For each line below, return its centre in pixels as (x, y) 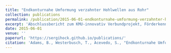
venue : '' (16, 33)
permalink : (17, 19)
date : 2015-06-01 (24, 29)
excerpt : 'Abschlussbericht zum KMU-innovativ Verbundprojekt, (74, 24)
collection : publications (33, 15)
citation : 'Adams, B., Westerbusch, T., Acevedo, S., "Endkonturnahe (81, 43)
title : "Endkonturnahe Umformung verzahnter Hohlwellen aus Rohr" (77, 10)
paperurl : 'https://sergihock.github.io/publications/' (66, 38)
